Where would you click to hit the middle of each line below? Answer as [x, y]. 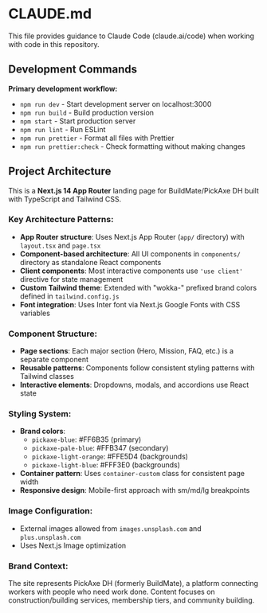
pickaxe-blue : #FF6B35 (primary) [86, 439]
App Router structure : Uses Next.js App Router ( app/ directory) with [132, 236]
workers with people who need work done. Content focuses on [112, 592]
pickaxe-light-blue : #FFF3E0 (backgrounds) [106, 465]
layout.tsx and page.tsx [60, 245]
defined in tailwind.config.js [69, 296]
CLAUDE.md [50, 14]
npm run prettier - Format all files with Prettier [97, 138]
